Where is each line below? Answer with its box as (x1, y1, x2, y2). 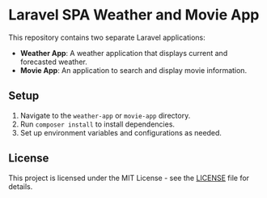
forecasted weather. (19, 57, 87, 67)
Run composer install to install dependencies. (19, 119, 176, 129)
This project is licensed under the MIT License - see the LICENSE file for (8, 173, 249, 183)
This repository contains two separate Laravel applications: (8, 32, 206, 42)
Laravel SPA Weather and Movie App (8, 6, 260, 24)
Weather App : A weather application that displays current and (19, 48, 228, 58)
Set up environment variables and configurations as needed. (19, 127, 222, 137)
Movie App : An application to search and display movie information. (19, 65, 248, 75)
